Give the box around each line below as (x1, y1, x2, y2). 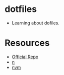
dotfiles (4, 3, 37, 15)
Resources (4, 37, 50, 49)
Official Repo (11, 54, 39, 60)
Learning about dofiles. (11, 20, 60, 26)
